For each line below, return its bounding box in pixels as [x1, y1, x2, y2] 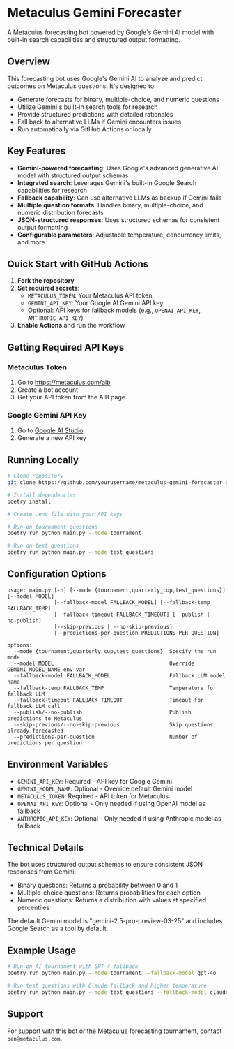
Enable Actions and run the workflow [17, 321, 125, 330]
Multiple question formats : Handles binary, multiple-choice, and [17, 200, 203, 209]
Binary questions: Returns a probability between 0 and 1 [17, 881, 178, 890]
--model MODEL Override [13, 660, 195, 667]
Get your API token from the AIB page [17, 393, 125, 402]
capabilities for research [17, 186, 88, 194]
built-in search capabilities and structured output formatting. [7, 35, 181, 43]
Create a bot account [17, 386, 79, 394]
